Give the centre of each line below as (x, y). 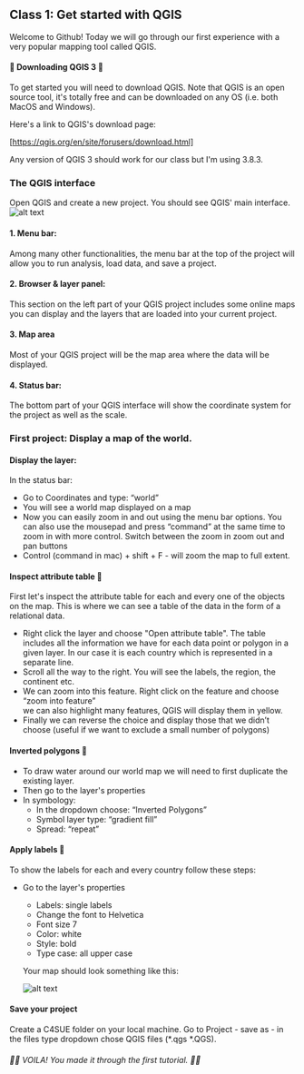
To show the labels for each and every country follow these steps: (133, 870)
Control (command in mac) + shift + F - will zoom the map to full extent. (156, 556)
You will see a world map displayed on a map (107, 507)
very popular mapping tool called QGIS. (83, 46)
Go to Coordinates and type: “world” (90, 498)
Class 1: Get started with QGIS (96, 15)
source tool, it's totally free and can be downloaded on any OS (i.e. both (144, 97)
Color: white (59, 933)
